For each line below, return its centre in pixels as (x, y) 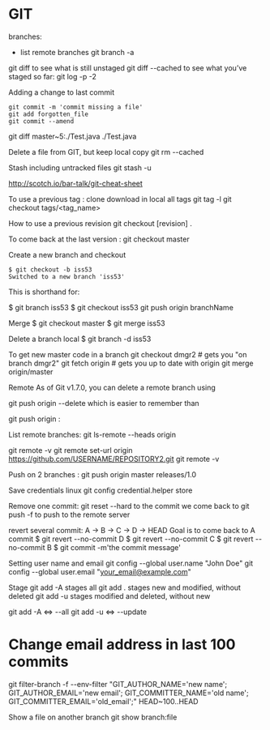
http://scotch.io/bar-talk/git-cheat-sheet (76, 183)
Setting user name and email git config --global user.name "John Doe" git (131, 563)
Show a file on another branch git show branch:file (93, 717)
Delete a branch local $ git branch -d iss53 (80, 339)
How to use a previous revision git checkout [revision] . (100, 223)
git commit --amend (41, 121)
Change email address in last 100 (122, 645)
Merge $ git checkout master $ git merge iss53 (87, 323)
